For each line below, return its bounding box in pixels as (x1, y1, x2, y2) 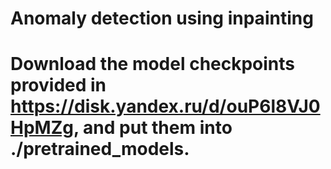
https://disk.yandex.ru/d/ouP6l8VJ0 (10, 95, 321, 118)
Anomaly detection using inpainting (10, 7, 314, 30)
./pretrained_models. (10, 138, 190, 161)
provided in (10, 74, 107, 97)
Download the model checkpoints (10, 53, 296, 76)
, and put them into (73, 117, 233, 139)
